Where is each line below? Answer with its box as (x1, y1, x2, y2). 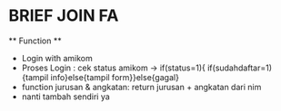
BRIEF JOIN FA (8, 5, 119, 26)
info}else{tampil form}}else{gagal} (50, 71, 179, 82)
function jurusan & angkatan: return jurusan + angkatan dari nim (21, 81, 262, 92)
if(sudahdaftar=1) (206, 62, 272, 73)
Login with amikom (21, 52, 93, 63)
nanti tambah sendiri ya (21, 91, 110, 102)
